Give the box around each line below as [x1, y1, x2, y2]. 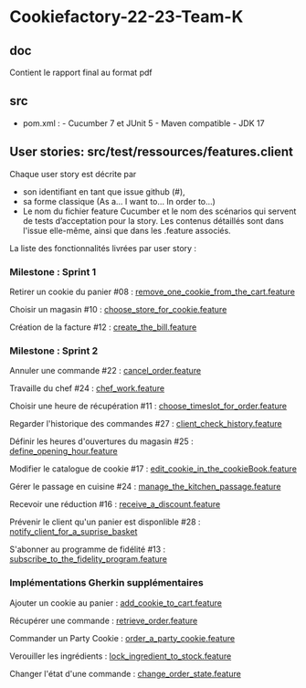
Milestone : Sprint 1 [9, 265, 97, 278]
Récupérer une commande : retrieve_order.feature [9, 615, 198, 626]
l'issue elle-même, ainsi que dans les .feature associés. [22, 225, 231, 236]
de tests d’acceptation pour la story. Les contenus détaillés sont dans [22, 215, 285, 226]
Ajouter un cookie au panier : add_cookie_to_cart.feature [9, 597, 222, 609]
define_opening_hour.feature [9, 446, 118, 457]
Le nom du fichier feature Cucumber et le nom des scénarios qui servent [22, 206, 297, 217]
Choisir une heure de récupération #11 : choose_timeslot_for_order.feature [9, 400, 288, 412]
